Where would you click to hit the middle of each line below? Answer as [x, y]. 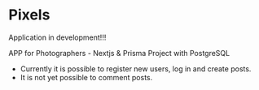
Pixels [29, 15]
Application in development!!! [57, 37]
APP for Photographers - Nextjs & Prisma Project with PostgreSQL [119, 53]
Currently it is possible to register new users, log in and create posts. [136, 69]
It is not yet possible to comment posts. [86, 77]
